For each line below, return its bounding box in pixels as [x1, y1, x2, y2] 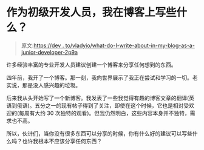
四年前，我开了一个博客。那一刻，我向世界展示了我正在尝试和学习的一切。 [6, 74, 192, 81]
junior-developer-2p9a [21, 48, 78, 56]
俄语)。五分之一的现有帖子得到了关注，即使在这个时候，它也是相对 [16, 102, 184, 109]
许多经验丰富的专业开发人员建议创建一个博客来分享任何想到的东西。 [6, 61, 177, 68]
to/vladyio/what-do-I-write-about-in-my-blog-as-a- [65, 42, 195, 49]
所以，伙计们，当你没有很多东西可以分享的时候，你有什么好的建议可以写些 [6, 129, 192, 137]
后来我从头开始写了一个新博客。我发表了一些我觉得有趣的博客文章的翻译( [6, 94, 189, 102]
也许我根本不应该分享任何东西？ [22, 137, 102, 145]
